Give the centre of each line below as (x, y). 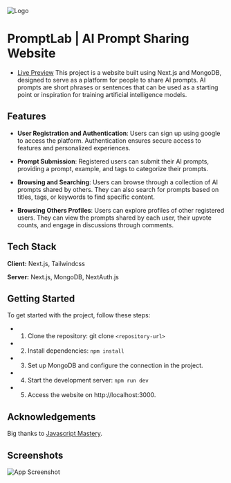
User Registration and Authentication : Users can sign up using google (119, 133)
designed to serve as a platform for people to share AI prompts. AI (111, 80)
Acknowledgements (52, 417)
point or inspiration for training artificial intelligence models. (102, 94)
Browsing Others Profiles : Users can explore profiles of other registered (121, 210)
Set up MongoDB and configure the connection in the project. (115, 366)
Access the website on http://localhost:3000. (92, 395)
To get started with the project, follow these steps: (79, 315)
